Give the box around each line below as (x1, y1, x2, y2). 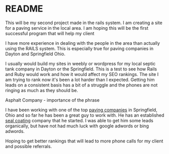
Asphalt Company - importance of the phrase (5, 97, 100, 103)
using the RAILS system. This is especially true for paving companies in (5, 45, 154, 51)
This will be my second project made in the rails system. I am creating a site (5, 20, 162, 26)
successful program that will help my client (5, 30, 95, 36)
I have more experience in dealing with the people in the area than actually (5, 40, 160, 46)
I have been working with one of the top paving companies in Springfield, (5, 107, 157, 113)
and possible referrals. (5, 143, 52, 149)
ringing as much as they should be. (5, 87, 78, 93)
